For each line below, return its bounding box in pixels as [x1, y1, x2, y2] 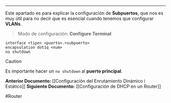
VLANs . [5, 21, 22, 27]
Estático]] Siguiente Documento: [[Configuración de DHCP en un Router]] [5, 83, 161, 89]
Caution [5, 58, 22, 64]
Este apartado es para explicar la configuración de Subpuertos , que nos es [5, 10, 164, 16]
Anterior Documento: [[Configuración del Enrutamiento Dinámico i [5, 78, 146, 84]
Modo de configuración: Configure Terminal [17, 31, 111, 37]
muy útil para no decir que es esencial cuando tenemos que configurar [5, 16, 154, 21]
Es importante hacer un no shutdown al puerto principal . [5, 68, 123, 74]
